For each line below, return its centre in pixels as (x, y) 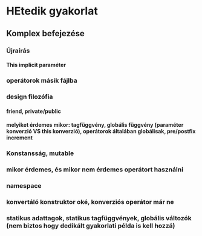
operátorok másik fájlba (42, 81)
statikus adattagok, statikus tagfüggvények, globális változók (99, 218)
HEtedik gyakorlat (52, 11)
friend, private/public (34, 111)
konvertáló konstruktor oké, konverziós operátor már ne (90, 202)
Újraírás (18, 51)
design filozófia (30, 97)
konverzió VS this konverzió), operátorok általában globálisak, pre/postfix (101, 132)
